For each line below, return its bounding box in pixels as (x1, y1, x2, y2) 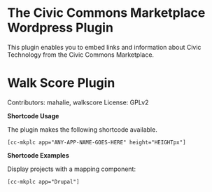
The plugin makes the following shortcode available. (7, 125, 157, 134)
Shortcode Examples (7, 151, 70, 159)
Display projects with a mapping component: (7, 165, 136, 173)
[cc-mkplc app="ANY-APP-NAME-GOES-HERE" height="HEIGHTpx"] (7, 139, 187, 146)
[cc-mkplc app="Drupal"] (7, 178, 80, 185)
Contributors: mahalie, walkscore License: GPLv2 (7, 98, 149, 107)
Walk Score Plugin (7, 75, 115, 91)
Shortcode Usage (7, 111, 59, 120)
